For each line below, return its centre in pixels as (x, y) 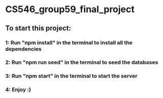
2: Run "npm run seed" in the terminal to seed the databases (82, 62)
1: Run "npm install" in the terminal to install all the (69, 43)
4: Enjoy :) (18, 90)
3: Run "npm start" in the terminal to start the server (71, 76)
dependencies (23, 49)
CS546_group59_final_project (70, 9)
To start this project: (38, 28)
